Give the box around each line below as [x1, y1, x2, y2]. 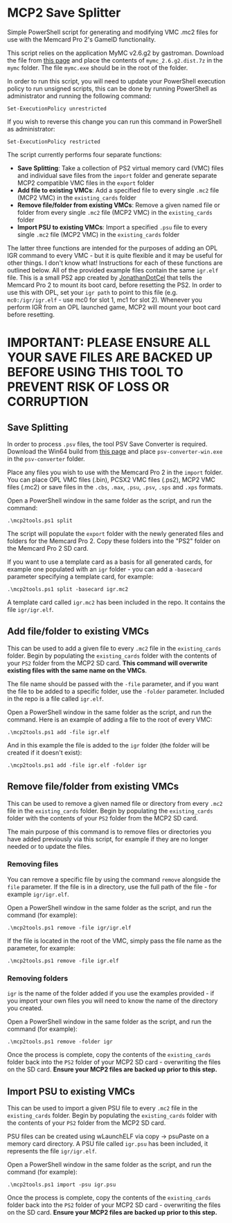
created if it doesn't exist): [7, 748, 82, 756]
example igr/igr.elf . [7, 890, 69, 898]
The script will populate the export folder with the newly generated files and [7, 529, 224, 537]
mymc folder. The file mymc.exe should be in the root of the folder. [7, 63, 188, 72]
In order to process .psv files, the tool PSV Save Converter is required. [7, 439, 208, 448]
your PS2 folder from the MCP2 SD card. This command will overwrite [7, 658, 208, 667]
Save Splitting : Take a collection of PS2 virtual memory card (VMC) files [17, 163, 224, 172]
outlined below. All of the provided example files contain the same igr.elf [7, 266, 219, 274]
